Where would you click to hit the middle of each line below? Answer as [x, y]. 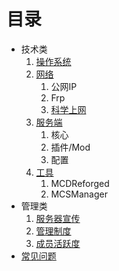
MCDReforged [80, 183]
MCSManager [79, 194]
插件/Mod [70, 147]
